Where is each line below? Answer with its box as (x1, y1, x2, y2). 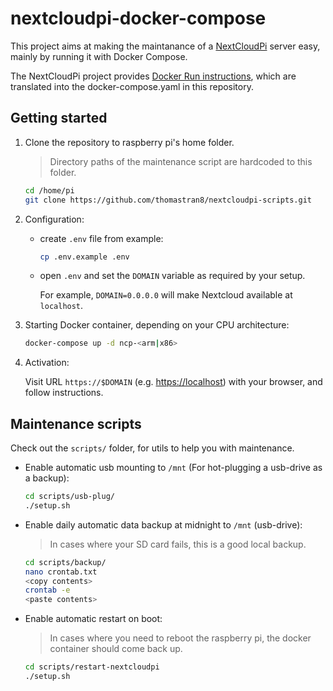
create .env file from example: (39, 232, 164, 244)
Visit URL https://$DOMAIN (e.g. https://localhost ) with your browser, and (24, 376, 323, 388)
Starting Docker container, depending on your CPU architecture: (24, 319, 290, 331)
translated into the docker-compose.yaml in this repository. (10, 80, 254, 92)
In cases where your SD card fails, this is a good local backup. (49, 538, 307, 550)
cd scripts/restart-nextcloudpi (24, 662, 160, 672)
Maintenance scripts (10, 415, 142, 432)
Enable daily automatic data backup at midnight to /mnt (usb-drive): (24, 518, 303, 531)
